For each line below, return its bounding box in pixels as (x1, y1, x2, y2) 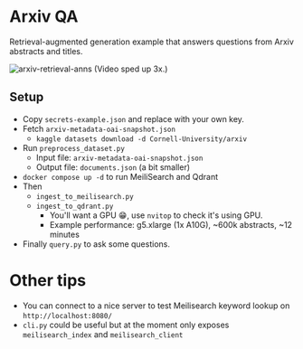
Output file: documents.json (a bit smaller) (35, 161, 191, 173)
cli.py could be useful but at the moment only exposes (22, 319, 230, 330)
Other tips (9, 269, 87, 290)
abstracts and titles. (9, 45, 83, 56)
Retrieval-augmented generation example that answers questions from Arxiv (9, 36, 294, 47)
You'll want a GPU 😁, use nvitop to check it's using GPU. (49, 210, 263, 221)
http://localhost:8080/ (22, 311, 113, 320)
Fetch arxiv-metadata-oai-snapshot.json (22, 123, 176, 134)
